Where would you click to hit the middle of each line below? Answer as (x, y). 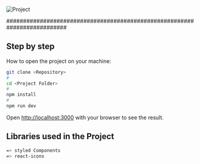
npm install (21, 95)
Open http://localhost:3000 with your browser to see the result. (85, 117)
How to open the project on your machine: (59, 61)
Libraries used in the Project (60, 136)
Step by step (31, 46)
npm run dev (21, 106)
